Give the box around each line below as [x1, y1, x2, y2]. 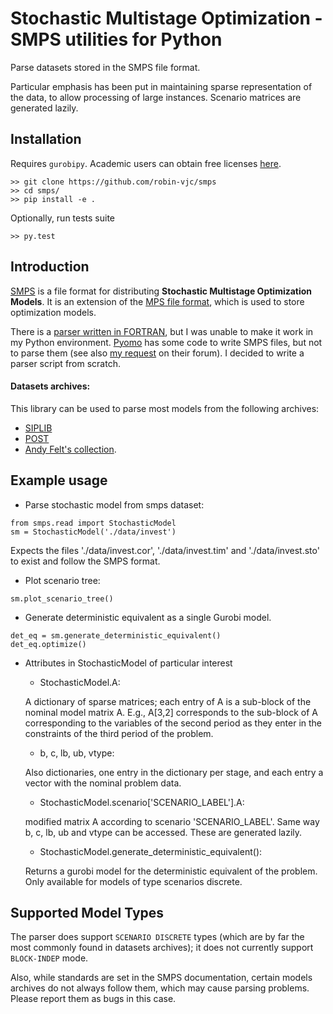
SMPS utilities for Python [10, 28, 223, 51]
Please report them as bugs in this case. [10, 993, 177, 1005]
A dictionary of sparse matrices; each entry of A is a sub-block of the [24, 695, 312, 707]
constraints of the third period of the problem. [24, 727, 214, 739]
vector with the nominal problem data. [24, 777, 182, 789]
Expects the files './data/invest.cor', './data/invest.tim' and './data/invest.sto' [10, 544, 320, 556]
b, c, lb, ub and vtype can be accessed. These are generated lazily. [24, 826, 303, 838]
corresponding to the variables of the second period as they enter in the [24, 717, 323, 729]
